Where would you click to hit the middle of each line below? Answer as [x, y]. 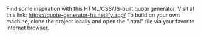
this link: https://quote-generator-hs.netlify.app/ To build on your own [93, 15]
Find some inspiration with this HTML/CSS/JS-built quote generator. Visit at [101, 9]
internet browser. [28, 28]
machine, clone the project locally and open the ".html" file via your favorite [101, 21]
